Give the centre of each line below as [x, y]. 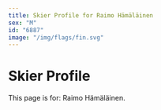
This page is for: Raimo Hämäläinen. [67, 98]
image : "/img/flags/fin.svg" [56, 37]
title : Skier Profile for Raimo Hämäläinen [81, 15]
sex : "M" [22, 23]
